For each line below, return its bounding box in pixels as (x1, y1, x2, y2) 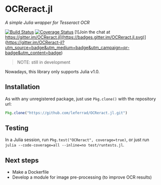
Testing (5, 124, 29, 132)
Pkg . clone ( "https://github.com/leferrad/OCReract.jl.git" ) (5, 110, 128, 115)
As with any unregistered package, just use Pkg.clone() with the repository (5, 96, 156, 102)
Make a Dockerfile (12, 169, 49, 175)
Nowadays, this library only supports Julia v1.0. (5, 68, 100, 74)
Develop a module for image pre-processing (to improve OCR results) (12, 174, 152, 180)
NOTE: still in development (17, 59, 71, 65)
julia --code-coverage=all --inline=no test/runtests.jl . (5, 142, 124, 148)
